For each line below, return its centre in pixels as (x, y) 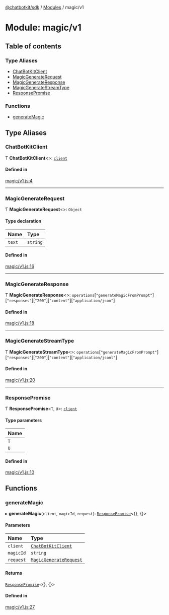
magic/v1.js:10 (20, 472)
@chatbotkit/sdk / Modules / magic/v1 (45, 7)
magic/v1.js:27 (20, 607)
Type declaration (23, 221)
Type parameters (24, 420)
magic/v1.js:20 (20, 380)
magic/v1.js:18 (20, 323)
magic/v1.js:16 (20, 266)
